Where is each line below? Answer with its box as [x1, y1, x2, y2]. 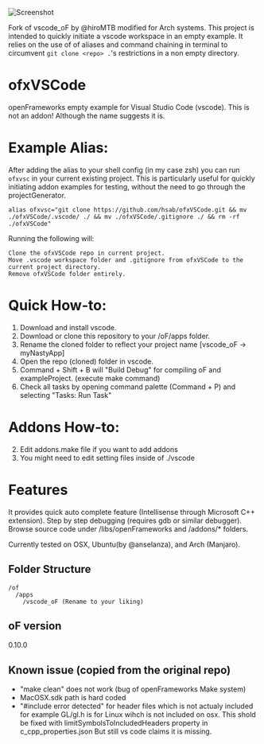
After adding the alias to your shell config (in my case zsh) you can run [8, 165, 240, 174]
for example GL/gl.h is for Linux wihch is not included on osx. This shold [19, 710, 256, 719]
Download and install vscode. [19, 322, 117, 332]
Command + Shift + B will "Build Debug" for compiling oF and [19, 364, 221, 374]
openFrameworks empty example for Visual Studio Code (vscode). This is [8, 102, 250, 111]
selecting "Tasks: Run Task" [19, 390, 112, 399]
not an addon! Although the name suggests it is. [8, 111, 165, 120]
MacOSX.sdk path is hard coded [19, 693, 126, 703]
